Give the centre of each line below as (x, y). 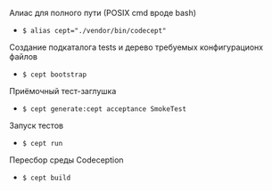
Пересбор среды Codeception (66, 160)
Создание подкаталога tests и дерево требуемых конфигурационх (136, 47)
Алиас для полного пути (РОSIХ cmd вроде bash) (103, 13)
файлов (24, 56)
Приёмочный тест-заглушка (63, 91)
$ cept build (46, 178)
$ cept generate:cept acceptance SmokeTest (104, 109)
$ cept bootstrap (54, 75)
